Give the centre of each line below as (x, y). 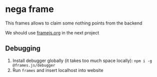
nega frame (29, 9)
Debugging (23, 48)
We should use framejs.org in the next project (52, 32)
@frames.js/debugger (34, 65)
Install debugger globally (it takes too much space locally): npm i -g (82, 60)
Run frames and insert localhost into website (58, 70)
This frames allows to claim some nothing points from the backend (74, 23)
